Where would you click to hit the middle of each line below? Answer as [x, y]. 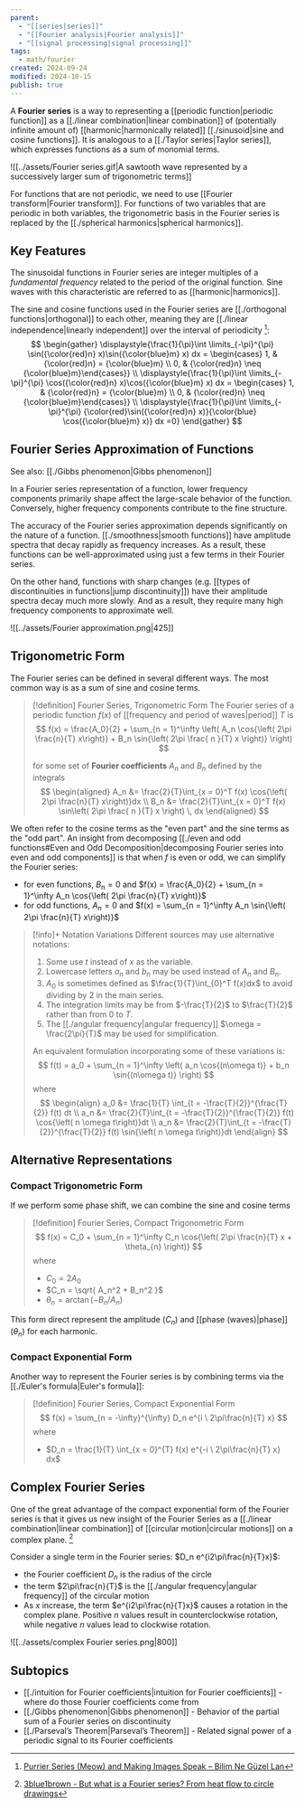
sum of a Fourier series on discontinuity [97, 1721]
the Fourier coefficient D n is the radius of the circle [118, 1576]
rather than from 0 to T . [89, 1014]
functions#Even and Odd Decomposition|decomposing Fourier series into [147, 847]
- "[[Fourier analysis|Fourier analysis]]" [101, 34]
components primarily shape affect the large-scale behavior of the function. [151, 498]
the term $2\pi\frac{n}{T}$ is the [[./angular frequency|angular [140, 1587]
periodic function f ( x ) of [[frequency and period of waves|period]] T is [163, 714]
